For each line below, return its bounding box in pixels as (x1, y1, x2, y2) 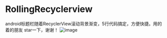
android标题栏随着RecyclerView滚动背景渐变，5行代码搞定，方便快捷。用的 (5, 20, 162, 26)
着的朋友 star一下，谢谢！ (5, 26, 59, 33)
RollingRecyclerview (5, 3, 93, 15)
